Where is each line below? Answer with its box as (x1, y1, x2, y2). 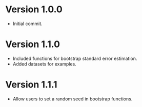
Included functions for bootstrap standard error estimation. (12, 55, 137, 61)
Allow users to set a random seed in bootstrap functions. (12, 96, 133, 102)
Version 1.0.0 (5, 4, 63, 15)
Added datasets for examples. (12, 60, 77, 67)
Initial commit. (12, 20, 43, 27)
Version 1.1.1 (5, 79, 57, 91)
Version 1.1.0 (5, 38, 60, 50)
